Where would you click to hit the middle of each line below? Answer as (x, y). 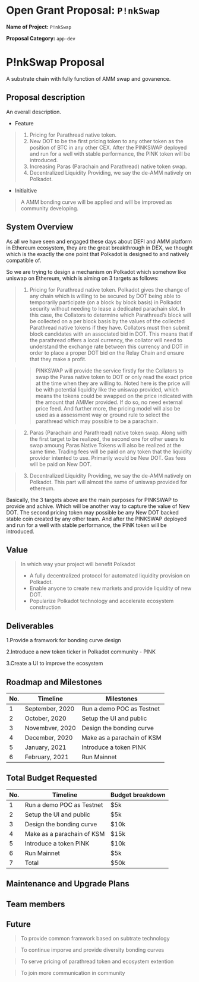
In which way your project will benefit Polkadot (78, 564)
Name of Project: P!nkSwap (39, 27)
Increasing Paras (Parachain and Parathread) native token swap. (108, 166)
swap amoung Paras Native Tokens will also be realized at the (105, 445)
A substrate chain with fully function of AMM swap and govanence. (89, 78)
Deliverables (30, 626)
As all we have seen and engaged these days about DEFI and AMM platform (99, 241)
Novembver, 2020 (50, 728)
